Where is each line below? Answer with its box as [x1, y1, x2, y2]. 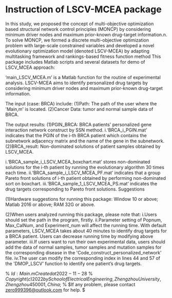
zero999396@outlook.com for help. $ [5, 287, 86, 293]
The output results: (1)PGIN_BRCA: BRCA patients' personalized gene [5, 121, 152, 127]
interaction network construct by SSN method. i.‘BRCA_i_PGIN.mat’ [5, 127, 147, 133]
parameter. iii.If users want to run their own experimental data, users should [5, 238, 165, 245]
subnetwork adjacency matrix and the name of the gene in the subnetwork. [5, 138, 165, 144]
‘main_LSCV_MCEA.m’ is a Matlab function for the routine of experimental [5, 74, 161, 80]
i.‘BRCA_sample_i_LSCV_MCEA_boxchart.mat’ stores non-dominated [5, 158, 150, 165]
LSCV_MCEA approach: [5, 64, 55, 70]
